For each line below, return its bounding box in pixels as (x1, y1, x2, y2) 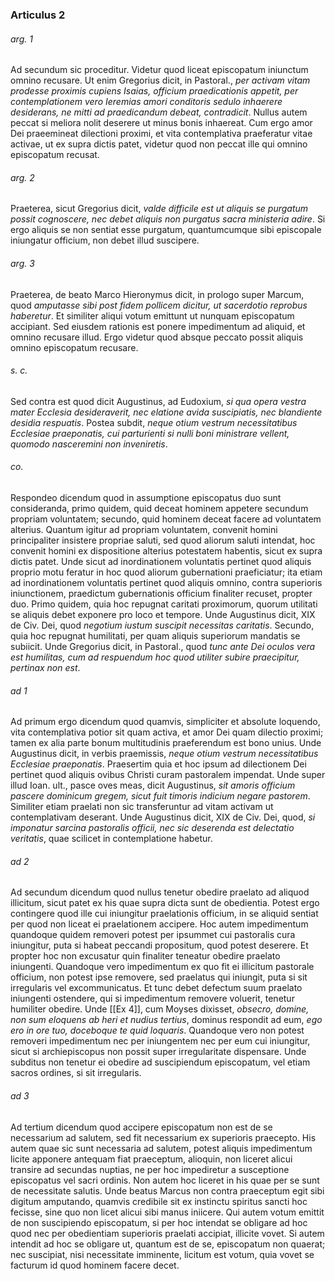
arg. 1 (10, 33, 33, 45)
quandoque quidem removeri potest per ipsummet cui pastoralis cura (10, 929, 296, 941)
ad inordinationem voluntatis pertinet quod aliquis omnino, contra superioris (10, 576, 323, 588)
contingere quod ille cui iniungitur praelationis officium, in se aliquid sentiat (10, 908, 319, 920)
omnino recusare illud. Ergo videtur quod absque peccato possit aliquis (10, 331, 304, 343)
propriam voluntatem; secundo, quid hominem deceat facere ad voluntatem (10, 513, 322, 525)
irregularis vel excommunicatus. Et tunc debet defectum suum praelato (10, 982, 303, 994)
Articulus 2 (10, 8, 66, 22)
